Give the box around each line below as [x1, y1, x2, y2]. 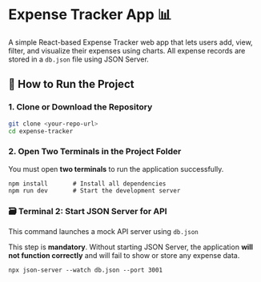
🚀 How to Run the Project [8, 77, 135, 91]
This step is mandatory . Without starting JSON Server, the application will [8, 242, 254, 252]
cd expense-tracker [8, 127, 74, 135]
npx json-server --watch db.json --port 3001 [8, 266, 163, 274]
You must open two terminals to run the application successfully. [8, 164, 224, 173]
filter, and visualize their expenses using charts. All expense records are [8, 46, 246, 55]
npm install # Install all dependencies [8, 180, 167, 188]
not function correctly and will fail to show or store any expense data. [8, 250, 240, 260]
